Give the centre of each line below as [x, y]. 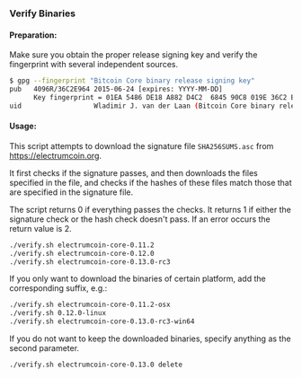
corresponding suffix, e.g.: [58, 288]
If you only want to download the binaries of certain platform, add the [138, 279]
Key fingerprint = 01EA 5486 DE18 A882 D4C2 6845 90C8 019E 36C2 [160, 97]
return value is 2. [40, 228]
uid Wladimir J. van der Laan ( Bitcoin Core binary [142, 106]
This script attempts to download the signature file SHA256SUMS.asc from [142, 145]
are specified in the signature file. [71, 192]
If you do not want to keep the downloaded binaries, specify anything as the [150, 338]
